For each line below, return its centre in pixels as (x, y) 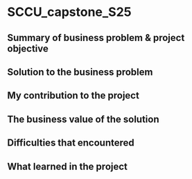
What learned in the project (68, 166)
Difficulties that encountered (71, 143)
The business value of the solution (83, 119)
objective (28, 48)
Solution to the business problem (80, 72)
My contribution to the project (73, 95)
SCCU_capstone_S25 (69, 12)
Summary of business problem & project (96, 38)
